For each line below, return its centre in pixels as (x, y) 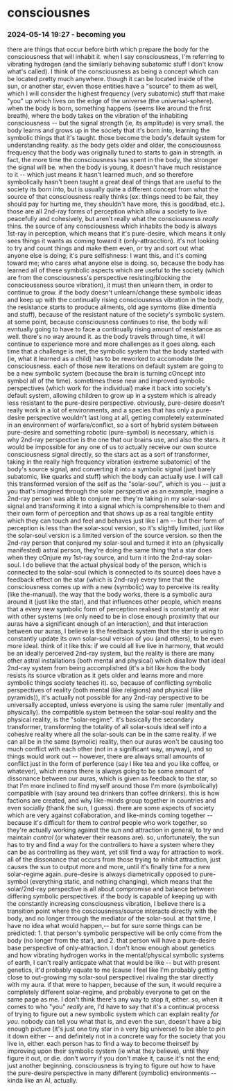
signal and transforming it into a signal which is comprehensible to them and (116, 506)
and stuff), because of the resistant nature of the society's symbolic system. (116, 315)
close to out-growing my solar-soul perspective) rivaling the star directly (111, 977)
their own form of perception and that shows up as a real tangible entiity (110, 514)
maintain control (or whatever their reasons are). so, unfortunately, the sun (113, 837)
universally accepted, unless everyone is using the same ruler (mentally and (116, 705)
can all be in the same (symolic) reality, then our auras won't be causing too (115, 742)
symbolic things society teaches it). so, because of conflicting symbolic (110, 683)
